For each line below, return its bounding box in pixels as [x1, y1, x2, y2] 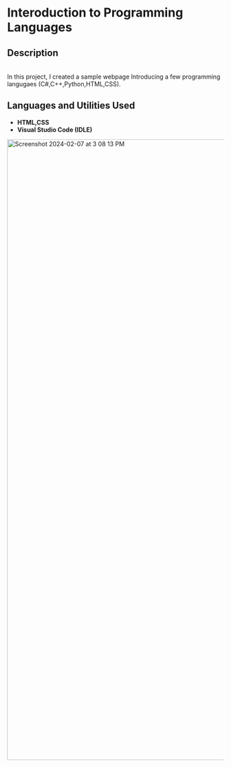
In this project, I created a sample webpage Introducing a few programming [7, 72, 221, 81]
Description [7, 47, 58, 59]
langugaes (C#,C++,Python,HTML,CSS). [7, 80, 122, 88]
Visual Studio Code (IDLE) [16, 126, 93, 134]
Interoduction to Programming [7, 5, 184, 21]
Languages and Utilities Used [7, 100, 135, 112]
